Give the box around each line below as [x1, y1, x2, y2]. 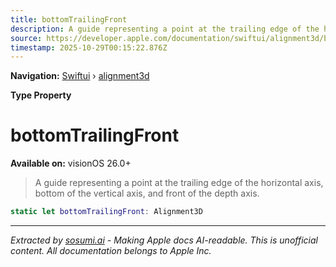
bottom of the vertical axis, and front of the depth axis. [34, 187, 260, 200]
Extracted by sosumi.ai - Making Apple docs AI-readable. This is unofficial [10, 234, 318, 246]
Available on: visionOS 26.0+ [10, 157, 132, 170]
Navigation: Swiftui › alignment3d [10, 70, 150, 82]
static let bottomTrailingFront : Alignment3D [10, 207, 203, 217]
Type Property [10, 89, 72, 101]
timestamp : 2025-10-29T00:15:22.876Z [10, 42, 168, 53]
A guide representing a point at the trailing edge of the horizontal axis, [34, 177, 324, 189]
